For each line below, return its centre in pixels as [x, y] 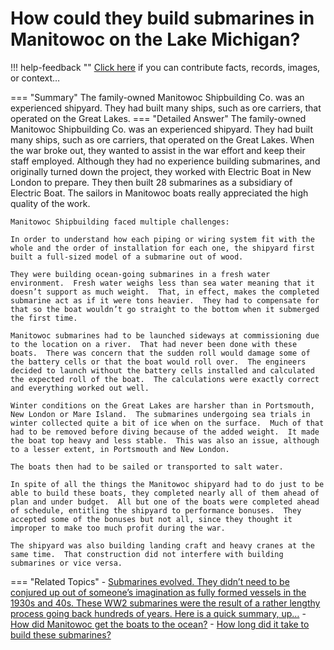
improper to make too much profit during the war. [118, 528]
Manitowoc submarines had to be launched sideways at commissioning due [165, 335]
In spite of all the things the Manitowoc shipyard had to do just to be [167, 484]
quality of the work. [50, 203]
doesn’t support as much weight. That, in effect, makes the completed [165, 292]
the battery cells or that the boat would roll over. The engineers [158, 362]
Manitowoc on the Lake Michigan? [155, 39]
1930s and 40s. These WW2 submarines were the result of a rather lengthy [165, 603]
